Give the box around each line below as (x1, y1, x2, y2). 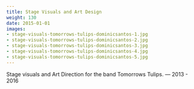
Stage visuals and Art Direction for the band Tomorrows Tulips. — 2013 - (6, 70, 189, 77)
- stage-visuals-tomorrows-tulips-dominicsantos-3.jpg (6, 43, 148, 49)
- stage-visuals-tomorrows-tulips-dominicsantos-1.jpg (6, 31, 148, 38)
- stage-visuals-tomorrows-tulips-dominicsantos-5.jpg (6, 54, 148, 60)
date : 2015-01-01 (6, 20, 50, 26)
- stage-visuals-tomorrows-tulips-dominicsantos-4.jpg (6, 48, 148, 54)
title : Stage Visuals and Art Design (6, 8, 102, 15)
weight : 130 (6, 15, 36, 21)
